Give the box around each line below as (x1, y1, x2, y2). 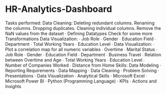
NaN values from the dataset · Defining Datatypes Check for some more (5, 30, 153, 36)
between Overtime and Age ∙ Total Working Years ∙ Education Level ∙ (5, 57, 145, 63)
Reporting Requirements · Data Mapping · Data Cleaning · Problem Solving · (5, 67, 160, 73)
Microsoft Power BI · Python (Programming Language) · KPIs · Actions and (5, 78, 157, 84)
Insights (5, 83, 21, 89)
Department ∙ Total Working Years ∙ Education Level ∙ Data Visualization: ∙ (5, 41, 155, 47)
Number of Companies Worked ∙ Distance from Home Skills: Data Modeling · (5, 62, 162, 68)
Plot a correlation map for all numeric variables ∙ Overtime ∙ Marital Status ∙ (5, 46, 158, 52)
